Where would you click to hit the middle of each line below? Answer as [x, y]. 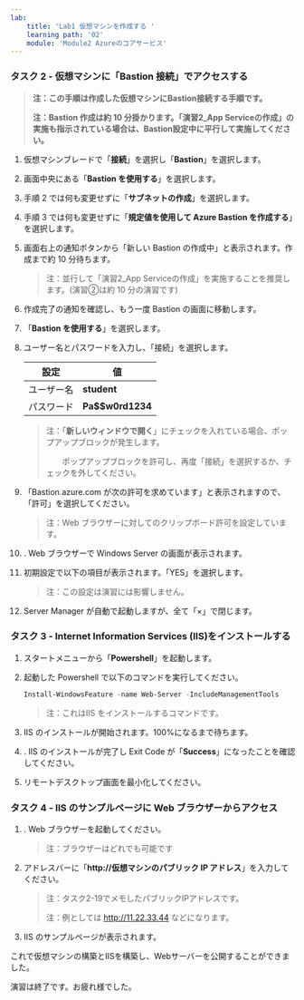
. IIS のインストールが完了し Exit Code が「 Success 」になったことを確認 [159, 751]
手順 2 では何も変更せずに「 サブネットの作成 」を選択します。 [138, 198]
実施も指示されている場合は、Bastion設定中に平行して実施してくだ [157, 129]
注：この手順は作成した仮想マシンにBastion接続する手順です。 [150, 98]
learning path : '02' [65, 34]
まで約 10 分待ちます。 [73, 258]
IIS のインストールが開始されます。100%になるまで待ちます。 [138, 732]
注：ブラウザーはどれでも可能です [109, 849]
